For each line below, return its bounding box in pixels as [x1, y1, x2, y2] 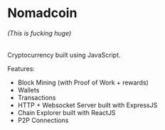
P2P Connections [17, 116, 69, 125]
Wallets [17, 86, 40, 94]
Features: [7, 65, 36, 73]
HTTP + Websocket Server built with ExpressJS [17, 101, 158, 109]
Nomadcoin [7, 5, 78, 21]
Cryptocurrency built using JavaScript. [7, 51, 121, 60]
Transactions [17, 94, 56, 102]
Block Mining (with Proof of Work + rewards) [17, 78, 149, 87]
